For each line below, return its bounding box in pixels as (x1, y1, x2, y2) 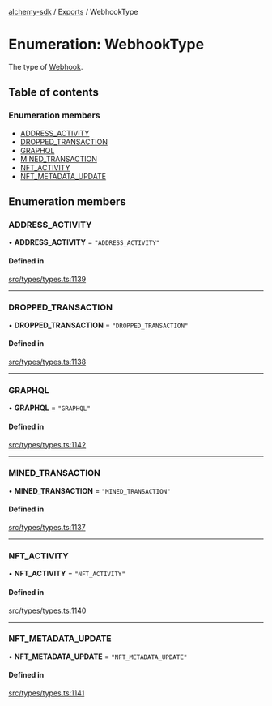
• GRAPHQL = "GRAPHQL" (8, 403, 91, 413)
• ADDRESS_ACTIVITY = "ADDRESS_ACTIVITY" (8, 237, 160, 247)
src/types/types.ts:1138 (8, 357, 87, 367)
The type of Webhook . (8, 62, 83, 71)
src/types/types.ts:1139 (8, 274, 87, 284)
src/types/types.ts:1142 (8, 439, 87, 449)
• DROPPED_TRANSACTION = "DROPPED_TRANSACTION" (8, 320, 189, 330)
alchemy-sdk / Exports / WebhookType (8, 7, 138, 16)
